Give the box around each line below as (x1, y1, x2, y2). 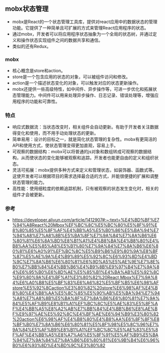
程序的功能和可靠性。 (16, 98, 60, 104)
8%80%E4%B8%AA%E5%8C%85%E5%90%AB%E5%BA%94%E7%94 (12, 290, 160, 296)
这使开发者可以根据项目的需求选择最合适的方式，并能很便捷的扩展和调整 (12, 173, 159, 179)
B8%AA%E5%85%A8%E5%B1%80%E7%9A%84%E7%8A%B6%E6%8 (12, 243, 159, 249)
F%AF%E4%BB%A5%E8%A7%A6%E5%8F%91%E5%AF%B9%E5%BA (12, 332, 159, 338)
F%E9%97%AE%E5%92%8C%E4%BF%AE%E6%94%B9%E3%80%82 (12, 311, 159, 317)
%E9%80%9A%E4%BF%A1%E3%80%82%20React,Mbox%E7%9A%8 (12, 274, 158, 280)
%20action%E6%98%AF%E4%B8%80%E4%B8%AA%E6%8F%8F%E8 (12, 316, 160, 322)
